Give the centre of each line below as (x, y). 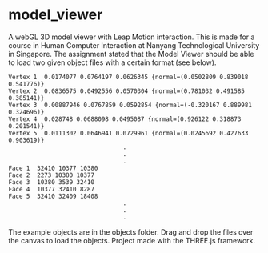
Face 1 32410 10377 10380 (53, 168)
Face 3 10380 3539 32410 (51, 182)
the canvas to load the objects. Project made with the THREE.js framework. (132, 240)
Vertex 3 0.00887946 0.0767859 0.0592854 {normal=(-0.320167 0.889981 (130, 105)
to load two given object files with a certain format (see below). (112, 62)
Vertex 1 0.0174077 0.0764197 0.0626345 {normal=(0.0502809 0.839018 (128, 77)
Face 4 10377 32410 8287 (51, 189)
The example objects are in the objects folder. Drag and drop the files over (131, 232)
